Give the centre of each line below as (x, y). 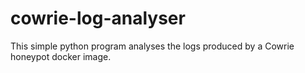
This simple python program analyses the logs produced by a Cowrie (152, 46)
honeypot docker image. (61, 56)
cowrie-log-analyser (98, 18)
